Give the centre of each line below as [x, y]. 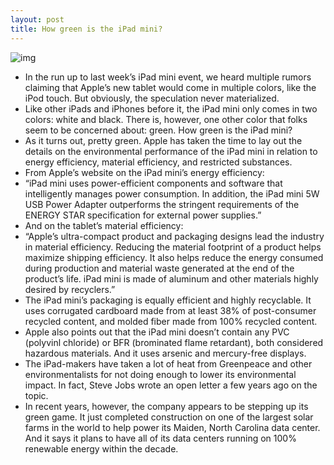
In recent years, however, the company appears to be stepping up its [166, 406]
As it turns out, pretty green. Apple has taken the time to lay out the [163, 140]
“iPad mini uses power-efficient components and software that [153, 183]
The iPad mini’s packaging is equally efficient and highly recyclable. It [168, 300]
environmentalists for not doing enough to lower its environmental [160, 374]
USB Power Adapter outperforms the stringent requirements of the [162, 204]
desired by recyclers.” [70, 289]
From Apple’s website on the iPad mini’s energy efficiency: [144, 172]
